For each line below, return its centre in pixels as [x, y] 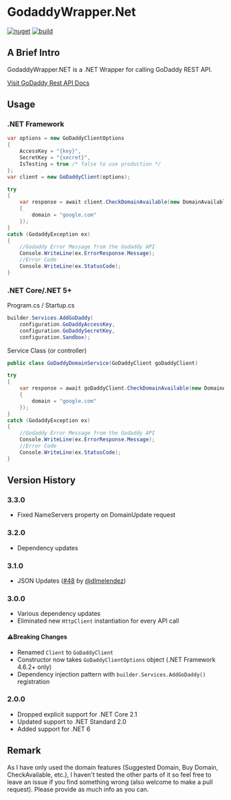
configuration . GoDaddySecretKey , [67, 331]
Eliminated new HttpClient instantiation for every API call [98, 621]
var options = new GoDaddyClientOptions [66, 139]
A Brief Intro [34, 53]
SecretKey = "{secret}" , [55, 158]
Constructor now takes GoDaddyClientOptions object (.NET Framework [116, 659]
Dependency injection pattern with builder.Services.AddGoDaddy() [111, 674]
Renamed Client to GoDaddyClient [65, 652]
